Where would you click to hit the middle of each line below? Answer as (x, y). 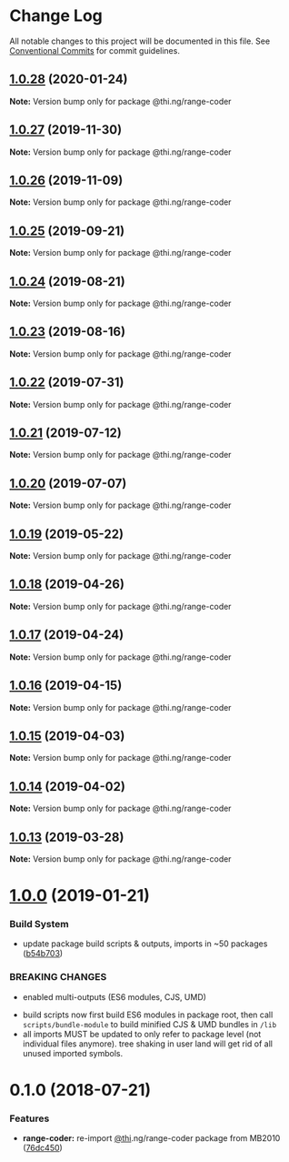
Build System (40, 925)
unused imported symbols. (73, 1053)
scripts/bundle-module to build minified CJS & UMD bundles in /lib (149, 1024)
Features (30, 1118)
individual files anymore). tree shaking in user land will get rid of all (147, 1044)
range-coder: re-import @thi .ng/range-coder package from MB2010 (151, 1138)
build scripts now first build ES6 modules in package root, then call (148, 1015)
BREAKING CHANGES (58, 977)
